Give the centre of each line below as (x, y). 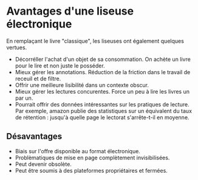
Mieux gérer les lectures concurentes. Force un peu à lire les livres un (102, 91)
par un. (24, 98)
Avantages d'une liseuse (70, 11)
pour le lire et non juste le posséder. (60, 66)
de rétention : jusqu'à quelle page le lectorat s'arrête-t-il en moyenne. (102, 117)
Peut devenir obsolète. (43, 164)
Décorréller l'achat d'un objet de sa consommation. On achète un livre (103, 59)
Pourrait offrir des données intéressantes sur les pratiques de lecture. (102, 104)
